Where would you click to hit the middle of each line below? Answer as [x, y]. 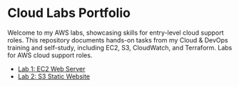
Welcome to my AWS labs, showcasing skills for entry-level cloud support [116, 33]
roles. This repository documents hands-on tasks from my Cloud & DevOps [118, 40]
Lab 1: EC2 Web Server [51, 69]
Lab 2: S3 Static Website [54, 76]
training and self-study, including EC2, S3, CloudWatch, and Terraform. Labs [120, 47]
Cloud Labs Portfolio [69, 13]
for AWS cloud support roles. [50, 55]
